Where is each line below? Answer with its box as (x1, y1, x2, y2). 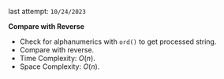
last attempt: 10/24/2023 (8, 7, 87, 16)
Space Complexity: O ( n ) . (19, 62, 100, 71)
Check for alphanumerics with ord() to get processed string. (19, 37, 217, 46)
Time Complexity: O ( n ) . (19, 54, 96, 63)
